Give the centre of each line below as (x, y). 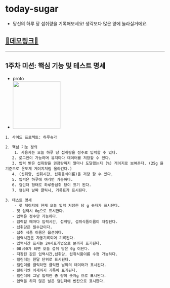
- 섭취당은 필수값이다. (32, 227)
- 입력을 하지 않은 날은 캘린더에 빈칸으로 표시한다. (58, 281)
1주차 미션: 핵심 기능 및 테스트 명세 (55, 66)
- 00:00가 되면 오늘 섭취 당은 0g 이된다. (51, 249)
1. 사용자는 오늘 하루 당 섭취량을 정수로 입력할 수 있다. (66, 152)
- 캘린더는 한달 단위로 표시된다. (41, 260)
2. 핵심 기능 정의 (22, 147)
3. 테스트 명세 (18, 200)
